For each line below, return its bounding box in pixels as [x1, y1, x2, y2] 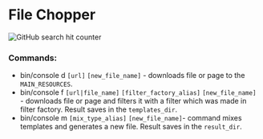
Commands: [8, 52, 58, 63]
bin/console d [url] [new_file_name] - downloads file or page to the [19, 71, 245, 80]
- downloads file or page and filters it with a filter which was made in [19, 96, 247, 106]
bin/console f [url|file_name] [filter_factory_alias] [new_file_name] [19, 88, 257, 97]
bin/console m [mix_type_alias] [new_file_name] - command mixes [19, 113, 242, 123]
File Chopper [8, 6, 96, 24]
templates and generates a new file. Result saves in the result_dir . [19, 122, 242, 132]
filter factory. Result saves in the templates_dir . [19, 104, 178, 114]
